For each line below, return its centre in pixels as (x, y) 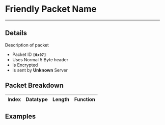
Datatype (37, 99)
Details (16, 33)
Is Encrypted (25, 65)
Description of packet (27, 45)
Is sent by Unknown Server (40, 70)
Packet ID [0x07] (29, 54)
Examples (20, 116)
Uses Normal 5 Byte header (40, 59)
